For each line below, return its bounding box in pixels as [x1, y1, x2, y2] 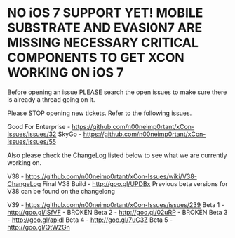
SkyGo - [58, 130, 82, 138]
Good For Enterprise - [7, 122, 71, 131]
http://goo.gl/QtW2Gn [7, 223, 70, 231]
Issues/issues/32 [7, 130, 57, 138]
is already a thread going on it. [7, 95, 95, 103]
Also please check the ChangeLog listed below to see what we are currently [7, 151, 227, 159]
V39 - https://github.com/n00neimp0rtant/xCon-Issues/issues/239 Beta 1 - [7, 200, 224, 209]
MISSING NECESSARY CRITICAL [7, 35, 199, 51]
